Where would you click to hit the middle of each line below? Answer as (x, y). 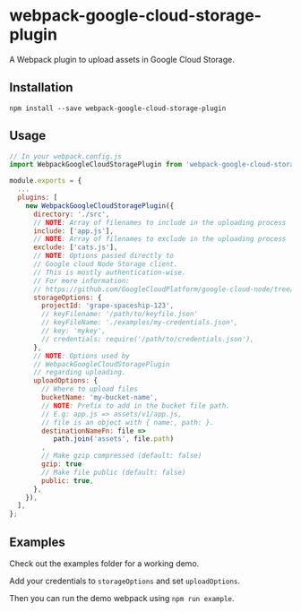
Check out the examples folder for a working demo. (104, 564)
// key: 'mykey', (73, 331)
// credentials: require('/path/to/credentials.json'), (148, 339)
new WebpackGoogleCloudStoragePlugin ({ (100, 206)
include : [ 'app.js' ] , (73, 231)
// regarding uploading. (79, 373)
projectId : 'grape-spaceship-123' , (108, 306)
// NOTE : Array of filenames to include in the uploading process (159, 222)
